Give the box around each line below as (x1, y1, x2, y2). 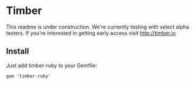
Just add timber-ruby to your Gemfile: (6, 62, 98, 69)
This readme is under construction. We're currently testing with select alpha (6, 23, 189, 30)
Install (6, 47, 29, 56)
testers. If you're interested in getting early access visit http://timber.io (6, 29, 176, 36)
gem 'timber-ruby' (6, 73, 51, 79)
